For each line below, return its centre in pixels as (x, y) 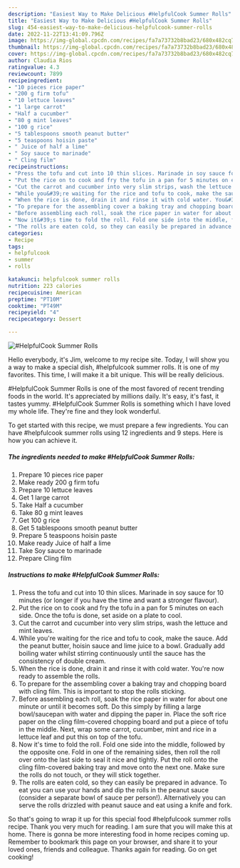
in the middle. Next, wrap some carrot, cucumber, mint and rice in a (117, 729)
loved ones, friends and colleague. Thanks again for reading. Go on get (113, 849)
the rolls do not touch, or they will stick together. (89, 774)
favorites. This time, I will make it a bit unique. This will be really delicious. (116, 375)
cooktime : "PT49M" (35, 306)
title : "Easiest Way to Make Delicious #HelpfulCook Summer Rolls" (110, 21)
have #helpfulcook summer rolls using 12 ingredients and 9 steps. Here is (116, 433)
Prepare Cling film (45, 558)
